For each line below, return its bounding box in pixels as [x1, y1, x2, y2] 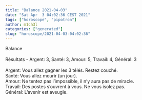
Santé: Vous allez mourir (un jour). [5, 73, 77, 78]
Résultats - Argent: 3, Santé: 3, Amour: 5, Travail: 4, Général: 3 [5, 56, 137, 62]
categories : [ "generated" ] [5, 27, 63, 32]
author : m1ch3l [5, 22, 38, 27]
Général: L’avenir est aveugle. [5, 89, 68, 95]
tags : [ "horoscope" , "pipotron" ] [5, 17, 77, 22]
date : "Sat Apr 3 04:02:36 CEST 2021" [5, 12, 91, 17]
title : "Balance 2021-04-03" [5, 7, 68, 13]
